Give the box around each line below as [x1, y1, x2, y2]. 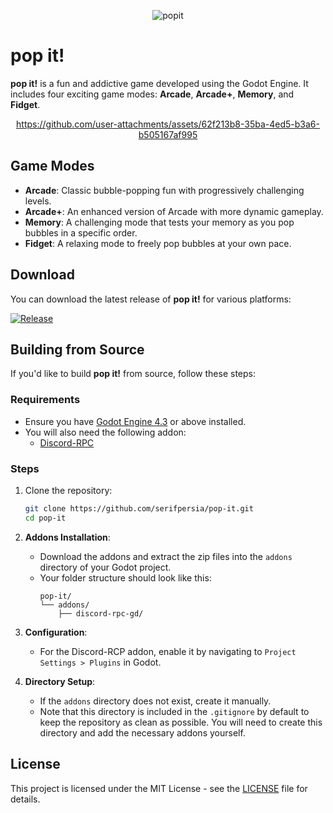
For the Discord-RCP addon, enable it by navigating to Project [39, 645, 297, 657]
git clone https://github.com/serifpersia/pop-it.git [24, 503, 254, 514]
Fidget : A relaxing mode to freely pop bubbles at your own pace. [24, 237, 292, 249]
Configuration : [24, 626, 88, 638]
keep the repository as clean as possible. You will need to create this [39, 716, 323, 728]
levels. [24, 195, 52, 207]
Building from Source [10, 341, 145, 358]
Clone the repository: [24, 484, 113, 496]
